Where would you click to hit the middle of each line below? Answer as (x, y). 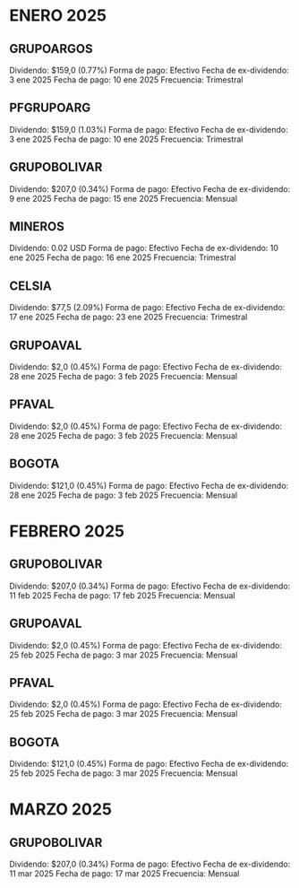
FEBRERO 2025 (67, 531)
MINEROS (37, 226)
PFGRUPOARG (50, 108)
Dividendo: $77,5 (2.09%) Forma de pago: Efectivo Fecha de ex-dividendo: (147, 308)
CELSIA (30, 286)
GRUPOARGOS (51, 49)
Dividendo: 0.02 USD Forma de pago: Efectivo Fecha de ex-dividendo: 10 (144, 248)
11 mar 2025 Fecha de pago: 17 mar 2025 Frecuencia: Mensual (124, 874)
